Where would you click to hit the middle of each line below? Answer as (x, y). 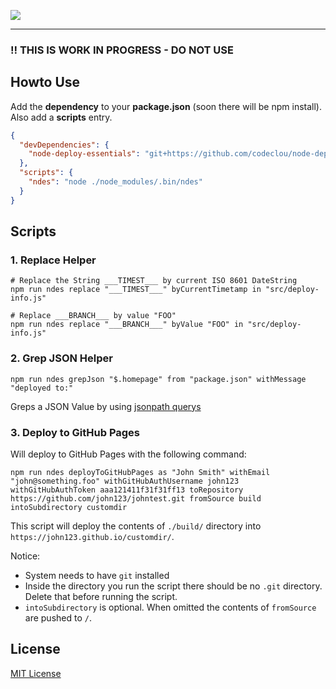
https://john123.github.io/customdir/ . (92, 537)
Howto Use (45, 82)
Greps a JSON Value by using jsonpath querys (106, 406)
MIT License (36, 673)
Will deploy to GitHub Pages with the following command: (128, 454)
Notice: (25, 556)
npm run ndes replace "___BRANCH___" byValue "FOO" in (127, 325)
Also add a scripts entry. (61, 117)
